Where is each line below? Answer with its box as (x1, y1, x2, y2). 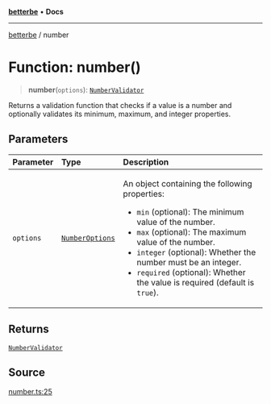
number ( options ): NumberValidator (27, 85, 144, 94)
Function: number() (8, 58, 141, 77)
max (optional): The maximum (136, 226, 247, 237)
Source (8, 365, 46, 379)
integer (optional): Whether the (136, 246, 256, 257)
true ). (136, 286, 159, 298)
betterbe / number (8, 30, 69, 40)
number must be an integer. (136, 256, 242, 268)
